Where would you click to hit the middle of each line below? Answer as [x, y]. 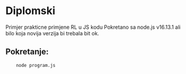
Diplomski [31, 11]
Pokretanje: [27, 52]
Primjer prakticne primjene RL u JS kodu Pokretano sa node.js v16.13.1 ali [93, 27]
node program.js [36, 65]
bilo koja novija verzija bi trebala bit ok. [52, 33]
